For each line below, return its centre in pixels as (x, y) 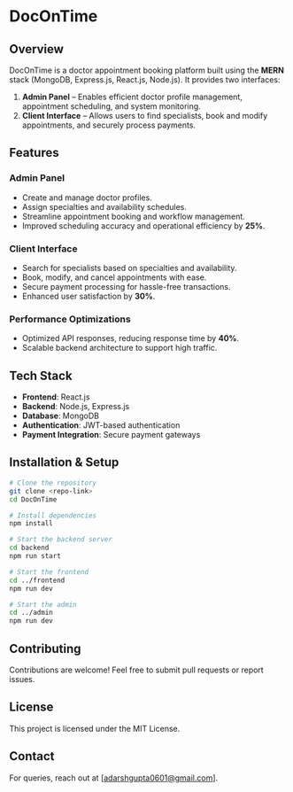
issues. (22, 679)
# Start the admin (43, 604)
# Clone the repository (53, 483)
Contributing (45, 648)
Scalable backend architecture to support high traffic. (120, 348)
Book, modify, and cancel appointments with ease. (114, 277)
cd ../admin (31, 613)
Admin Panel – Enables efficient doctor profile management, (132, 97)
